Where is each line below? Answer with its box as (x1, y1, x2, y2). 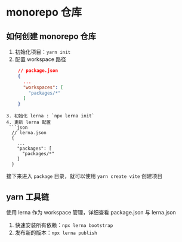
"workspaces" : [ (23, 84, 64, 90)
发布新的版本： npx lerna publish (14, 229, 97, 236)
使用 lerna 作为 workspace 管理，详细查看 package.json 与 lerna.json (6, 208, 176, 216)
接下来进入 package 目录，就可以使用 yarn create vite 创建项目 (6, 173, 163, 180)
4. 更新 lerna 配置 (6, 119, 51, 126)
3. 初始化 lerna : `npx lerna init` (6, 113, 95, 119)
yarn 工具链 (6, 192, 50, 202)
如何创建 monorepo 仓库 (6, 31, 97, 41)
